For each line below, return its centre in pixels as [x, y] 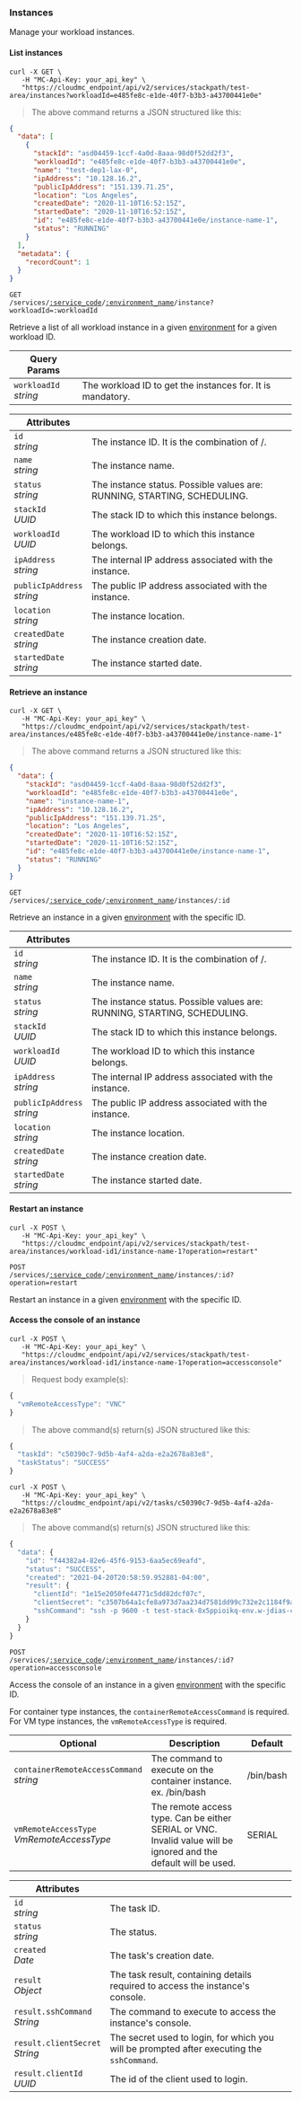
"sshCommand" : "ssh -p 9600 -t [91, 1611]
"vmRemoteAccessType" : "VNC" [72, 1404]
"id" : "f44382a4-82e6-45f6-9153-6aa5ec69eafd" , [116, 1560]
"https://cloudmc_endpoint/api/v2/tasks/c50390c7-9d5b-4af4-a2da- [148, 1503]
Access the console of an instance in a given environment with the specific [148, 1684]
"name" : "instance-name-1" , [77, 801]
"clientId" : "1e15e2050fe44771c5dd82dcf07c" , [119, 1594]
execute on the [182, 1770]
